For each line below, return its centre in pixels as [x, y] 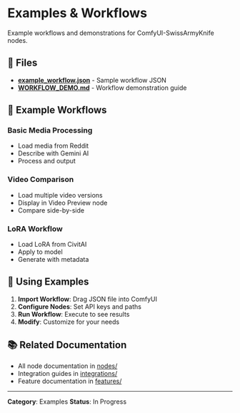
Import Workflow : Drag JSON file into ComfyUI [87, 299]
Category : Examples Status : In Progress [67, 402]
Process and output [47, 161]
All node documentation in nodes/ [67, 366]
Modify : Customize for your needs [69, 322]
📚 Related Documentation [67, 345]
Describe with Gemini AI [53, 153]
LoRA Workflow [35, 228]
